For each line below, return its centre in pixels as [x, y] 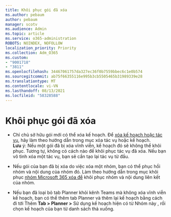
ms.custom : [17, 57]
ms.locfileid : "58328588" [33, 95]
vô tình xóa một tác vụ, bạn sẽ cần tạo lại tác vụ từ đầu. [71, 157]
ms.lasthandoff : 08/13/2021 [35, 91]
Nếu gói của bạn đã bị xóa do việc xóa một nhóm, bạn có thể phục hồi [87, 166]
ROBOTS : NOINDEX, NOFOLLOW [34, 43]
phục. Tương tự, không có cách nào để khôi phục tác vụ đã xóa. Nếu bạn [89, 151]
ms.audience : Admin [26, 29]
